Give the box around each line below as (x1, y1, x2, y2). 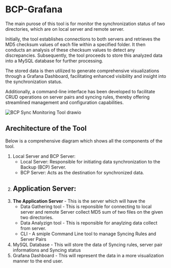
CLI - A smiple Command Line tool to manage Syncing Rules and (20, 231, 157, 237)
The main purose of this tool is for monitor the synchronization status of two (5, 20, 165, 27)
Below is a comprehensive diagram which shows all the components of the (5, 137, 163, 144)
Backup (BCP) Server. (20, 164, 66, 170)
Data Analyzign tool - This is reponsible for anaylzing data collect (20, 219, 158, 226)
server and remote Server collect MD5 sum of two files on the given (20, 209, 163, 215)
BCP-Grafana (5, 4, 63, 15)
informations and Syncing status (12, 247, 81, 253)
